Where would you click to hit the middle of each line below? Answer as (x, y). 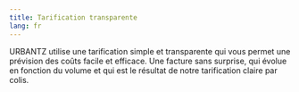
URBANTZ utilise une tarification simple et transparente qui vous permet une (150, 51)
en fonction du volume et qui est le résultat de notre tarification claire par (144, 70)
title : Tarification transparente (74, 17)
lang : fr (25, 26)
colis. (19, 79)
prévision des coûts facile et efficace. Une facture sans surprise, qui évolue (148, 61)
